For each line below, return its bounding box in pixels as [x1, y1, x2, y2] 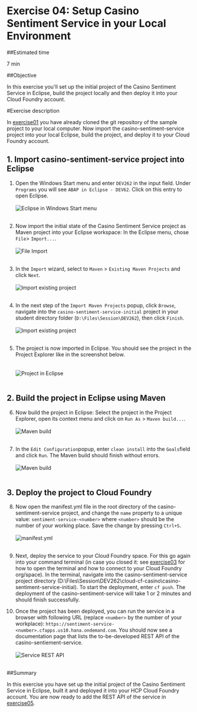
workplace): [15, 620, 45, 628]
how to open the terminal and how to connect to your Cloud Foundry [15, 565, 182, 572]
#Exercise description [6, 107, 60, 114]
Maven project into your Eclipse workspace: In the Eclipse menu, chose [15, 229, 189, 236]
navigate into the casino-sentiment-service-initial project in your [15, 308, 179, 315]
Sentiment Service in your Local [6, 17, 167, 30]
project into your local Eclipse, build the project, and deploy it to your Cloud [6, 131, 190, 138]
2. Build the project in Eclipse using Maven [6, 393, 166, 403]
